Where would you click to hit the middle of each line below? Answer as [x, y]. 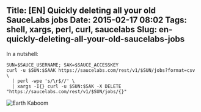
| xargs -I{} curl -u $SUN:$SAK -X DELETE [67, 86]
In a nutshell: [22, 54]
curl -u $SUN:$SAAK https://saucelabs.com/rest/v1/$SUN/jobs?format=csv [101, 70]
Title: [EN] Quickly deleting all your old [81, 11]
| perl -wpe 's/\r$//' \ [43, 81]
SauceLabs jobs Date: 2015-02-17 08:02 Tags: [97, 20]
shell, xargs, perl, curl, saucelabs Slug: [82, 30]
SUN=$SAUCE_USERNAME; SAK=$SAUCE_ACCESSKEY [63, 65]
